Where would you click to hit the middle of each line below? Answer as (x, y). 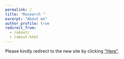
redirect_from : (21, 28)
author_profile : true (27, 23)
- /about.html (24, 37)
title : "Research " (25, 14)
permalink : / (19, 10)
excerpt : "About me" (26, 19)
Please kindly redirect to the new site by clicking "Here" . (62, 51)
